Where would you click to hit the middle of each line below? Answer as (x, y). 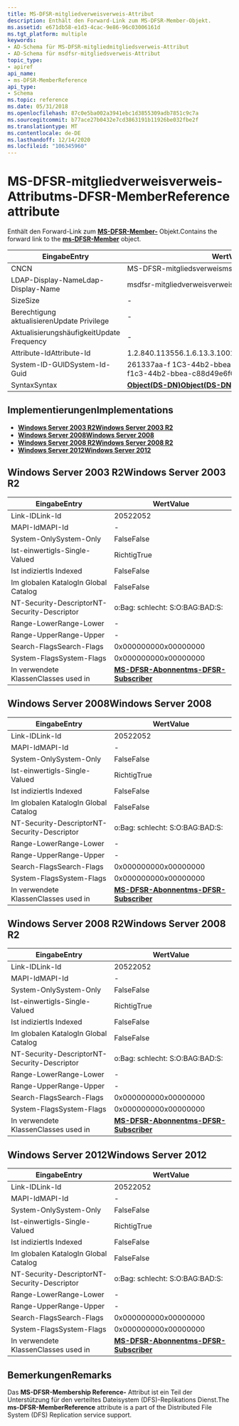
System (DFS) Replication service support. (70, 1415)
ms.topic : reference (38, 100)
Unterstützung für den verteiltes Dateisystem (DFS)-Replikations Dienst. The (118, 1400)
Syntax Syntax (34, 385)
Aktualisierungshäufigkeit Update (66, 333)
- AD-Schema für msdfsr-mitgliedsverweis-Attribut (84, 54)
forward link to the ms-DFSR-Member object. (74, 239)
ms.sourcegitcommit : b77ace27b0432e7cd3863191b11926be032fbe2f (103, 120)
